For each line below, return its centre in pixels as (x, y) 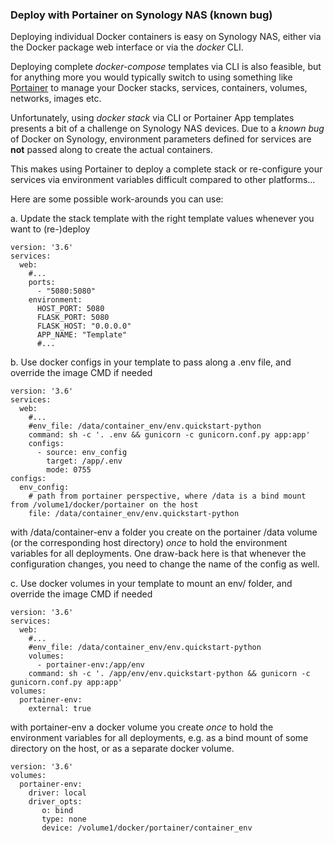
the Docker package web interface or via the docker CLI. (127, 47)
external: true (60, 709)
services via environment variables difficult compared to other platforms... (163, 180)
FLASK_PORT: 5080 (73, 318)
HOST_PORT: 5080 (70, 309)
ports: (42, 283)
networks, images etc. (56, 99)
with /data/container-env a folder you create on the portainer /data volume (164, 532)
